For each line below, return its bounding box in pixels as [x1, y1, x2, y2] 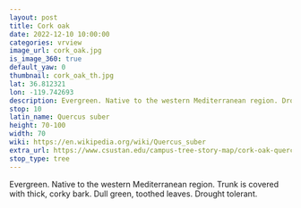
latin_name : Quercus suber [9, 112, 110, 121]
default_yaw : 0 [9, 63, 66, 72]
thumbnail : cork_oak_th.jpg [9, 71, 115, 80]
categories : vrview [9, 37, 82, 47]
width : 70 [9, 129, 47, 138]
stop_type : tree [9, 154, 70, 163]
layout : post [9, 12, 58, 22]
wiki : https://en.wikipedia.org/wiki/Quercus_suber [9, 137, 206, 146]
